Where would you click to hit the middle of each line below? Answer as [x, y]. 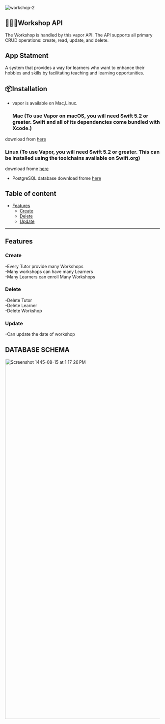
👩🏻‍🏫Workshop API [34, 23]
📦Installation [26, 89]
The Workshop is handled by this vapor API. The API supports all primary [79, 35]
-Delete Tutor [19, 300]
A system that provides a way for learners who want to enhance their [75, 68]
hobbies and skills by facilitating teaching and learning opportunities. [75, 73]
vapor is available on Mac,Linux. [45, 103]
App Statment [27, 56]
